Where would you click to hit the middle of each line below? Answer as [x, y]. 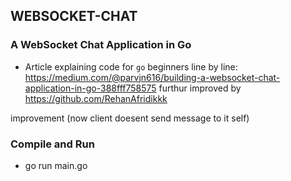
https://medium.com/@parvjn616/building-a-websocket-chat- [152, 77]
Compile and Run [52, 144]
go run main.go [56, 165]
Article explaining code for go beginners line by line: [131, 66]
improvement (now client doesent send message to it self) [130, 118]
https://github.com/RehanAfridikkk [96, 98]
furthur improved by [200, 88]
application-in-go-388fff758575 [90, 88]
